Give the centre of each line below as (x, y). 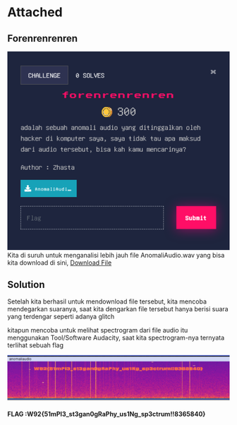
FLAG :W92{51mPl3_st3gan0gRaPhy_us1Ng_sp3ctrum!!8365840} (107, 414)
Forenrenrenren (43, 38)
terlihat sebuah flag (36, 345)
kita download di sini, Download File (60, 263)
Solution (26, 284)
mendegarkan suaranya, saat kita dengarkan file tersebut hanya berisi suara (118, 309)
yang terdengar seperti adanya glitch (61, 317)
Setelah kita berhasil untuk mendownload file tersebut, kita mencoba (107, 301)
